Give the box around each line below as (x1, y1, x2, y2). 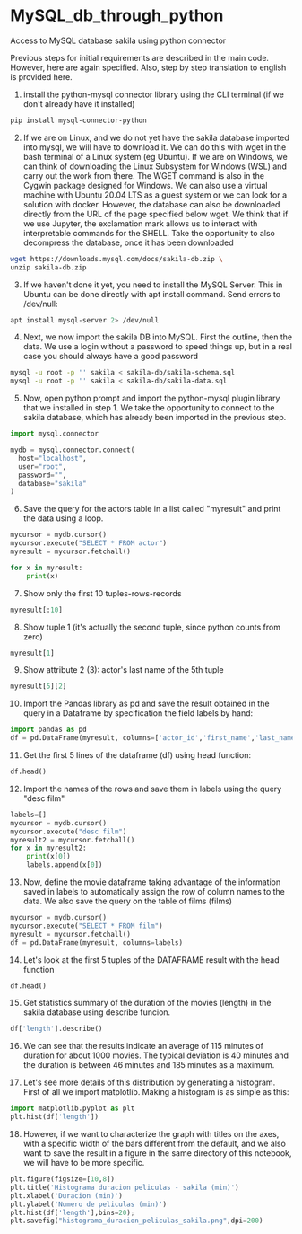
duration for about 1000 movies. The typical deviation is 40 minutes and (22, 1050, 289, 1061)
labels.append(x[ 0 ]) (26, 860, 103, 869)
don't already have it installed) (22, 98, 135, 109)
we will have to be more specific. (22, 1158, 145, 1168)
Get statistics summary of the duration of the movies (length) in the (22, 998, 272, 1009)
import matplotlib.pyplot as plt (10, 1104, 135, 1114)
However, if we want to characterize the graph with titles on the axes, (22, 1129, 280, 1140)
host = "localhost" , (18, 454, 88, 463)
